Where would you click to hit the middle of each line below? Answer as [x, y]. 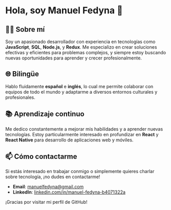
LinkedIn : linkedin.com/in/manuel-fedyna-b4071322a [69, 192]
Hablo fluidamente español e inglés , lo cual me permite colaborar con [79, 86]
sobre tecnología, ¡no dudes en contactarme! [53, 177]
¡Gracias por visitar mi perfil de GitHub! [47, 202]
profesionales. [20, 97]
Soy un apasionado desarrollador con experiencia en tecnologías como [80, 41]
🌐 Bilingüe [22, 74]
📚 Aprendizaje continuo [45, 114]
